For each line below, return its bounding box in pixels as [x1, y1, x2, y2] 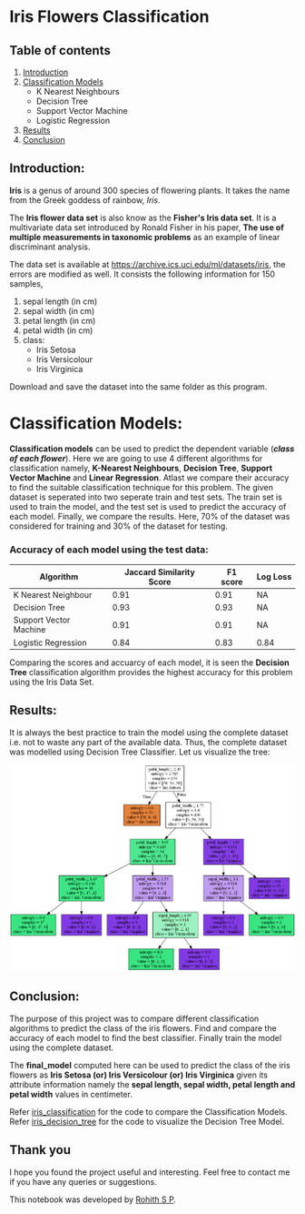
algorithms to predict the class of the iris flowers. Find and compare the [9, 1022, 277, 1034]
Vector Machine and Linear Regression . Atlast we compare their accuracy [9, 471, 290, 483]
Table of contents [9, 43, 111, 58]
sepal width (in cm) [22, 305, 95, 316]
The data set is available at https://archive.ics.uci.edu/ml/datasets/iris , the [9, 258, 286, 269]
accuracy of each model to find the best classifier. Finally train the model [9, 1032, 282, 1043]
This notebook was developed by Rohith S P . [9, 1194, 177, 1205]
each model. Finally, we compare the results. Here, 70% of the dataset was [9, 511, 290, 521]
